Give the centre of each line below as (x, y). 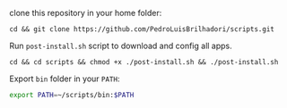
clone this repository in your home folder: (86, 13)
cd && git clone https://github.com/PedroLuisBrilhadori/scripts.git (142, 29)
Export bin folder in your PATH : (65, 79)
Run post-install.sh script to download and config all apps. (121, 46)
